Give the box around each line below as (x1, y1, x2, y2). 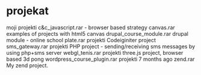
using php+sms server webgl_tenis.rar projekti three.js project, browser (6, 49, 184, 56)
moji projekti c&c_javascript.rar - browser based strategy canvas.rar (6, 24, 176, 31)
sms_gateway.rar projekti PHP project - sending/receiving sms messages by (6, 43, 196, 50)
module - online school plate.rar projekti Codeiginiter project (6, 36, 156, 43)
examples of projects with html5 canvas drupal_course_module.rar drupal (6, 30, 188, 37)
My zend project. (6, 61, 49, 69)
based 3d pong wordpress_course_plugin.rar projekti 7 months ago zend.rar (6, 55, 195, 62)
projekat (6, 4, 49, 18)
